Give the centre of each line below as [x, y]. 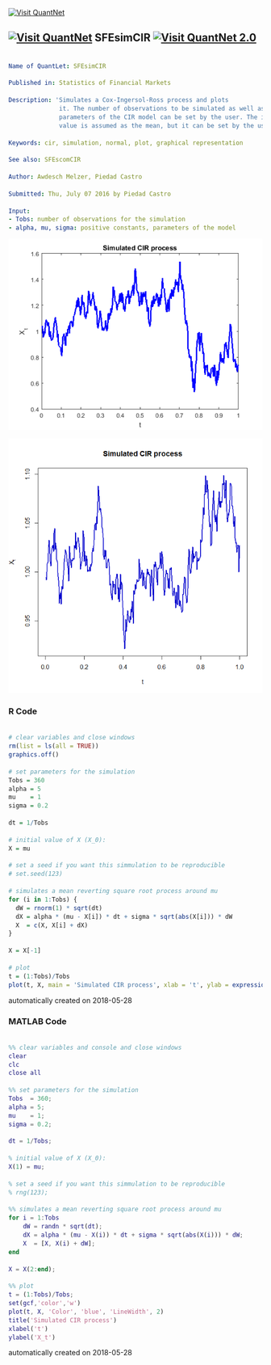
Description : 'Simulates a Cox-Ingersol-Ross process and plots [119, 100]
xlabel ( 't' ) [28, 1329]
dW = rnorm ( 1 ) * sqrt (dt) [59, 908]
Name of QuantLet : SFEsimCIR [57, 66]
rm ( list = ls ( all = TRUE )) [54, 746]
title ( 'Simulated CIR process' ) [63, 1320]
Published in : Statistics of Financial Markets [90, 83]
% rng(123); [28, 1192]
